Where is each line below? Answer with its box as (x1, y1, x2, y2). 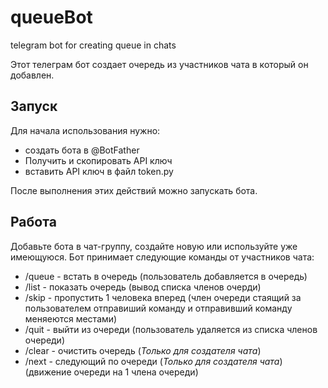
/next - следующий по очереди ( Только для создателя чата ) (24, 355, 283, 367)
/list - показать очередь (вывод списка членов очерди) (24, 281, 262, 293)
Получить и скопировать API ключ (24, 154, 173, 166)
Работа (10, 214, 57, 231)
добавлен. (10, 69, 55, 81)
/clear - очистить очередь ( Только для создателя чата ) (24, 344, 262, 356)
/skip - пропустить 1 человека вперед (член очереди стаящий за (24, 291, 302, 303)
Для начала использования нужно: (10, 124, 161, 136)
